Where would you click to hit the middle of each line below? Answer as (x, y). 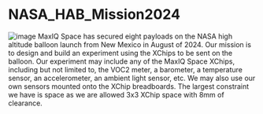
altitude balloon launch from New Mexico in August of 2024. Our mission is (130, 44)
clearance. (26, 103)
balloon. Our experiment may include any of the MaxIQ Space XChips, (121, 61)
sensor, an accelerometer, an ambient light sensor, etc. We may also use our (132, 78)
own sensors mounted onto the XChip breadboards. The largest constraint (129, 86)
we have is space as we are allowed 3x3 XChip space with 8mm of (116, 94)
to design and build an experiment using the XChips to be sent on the (120, 53)
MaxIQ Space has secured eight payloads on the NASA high (135, 36)
